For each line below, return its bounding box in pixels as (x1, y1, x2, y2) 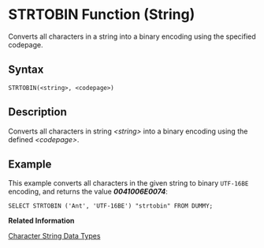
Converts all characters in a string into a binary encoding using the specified (8, 32, 256, 41)
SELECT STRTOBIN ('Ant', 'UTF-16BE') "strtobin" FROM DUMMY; (8, 202, 214, 210)
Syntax (8, 63, 44, 77)
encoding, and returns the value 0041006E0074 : (8, 187, 168, 197)
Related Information (8, 216, 75, 226)
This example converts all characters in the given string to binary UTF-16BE (8, 178, 249, 188)
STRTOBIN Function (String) (8, 6, 195, 24)
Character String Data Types (8, 231, 101, 241)
